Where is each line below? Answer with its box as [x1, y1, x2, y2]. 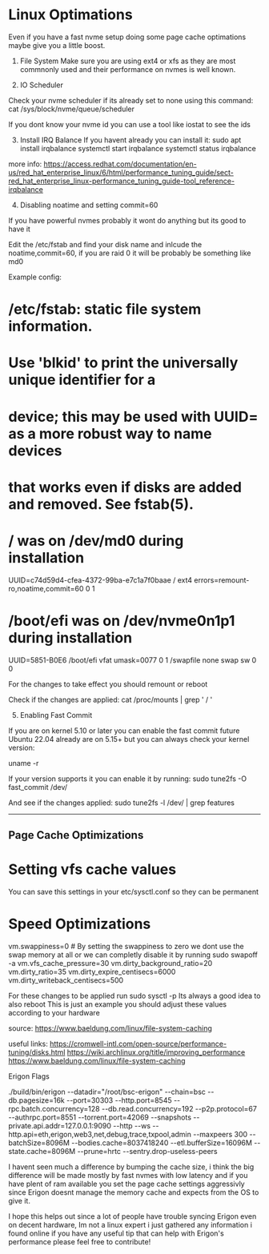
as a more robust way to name [8, 424, 212, 443]
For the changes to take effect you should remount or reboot [8, 679, 208, 689]
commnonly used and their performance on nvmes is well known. [19, 64, 236, 74]
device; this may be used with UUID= [8, 407, 259, 426]
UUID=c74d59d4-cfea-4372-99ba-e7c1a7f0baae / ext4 [8, 575, 193, 585]
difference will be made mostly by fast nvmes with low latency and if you [8, 1170, 248, 1180]
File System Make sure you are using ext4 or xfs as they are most [19, 56, 236, 66]
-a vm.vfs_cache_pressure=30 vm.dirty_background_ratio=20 [8, 958, 213, 968]
